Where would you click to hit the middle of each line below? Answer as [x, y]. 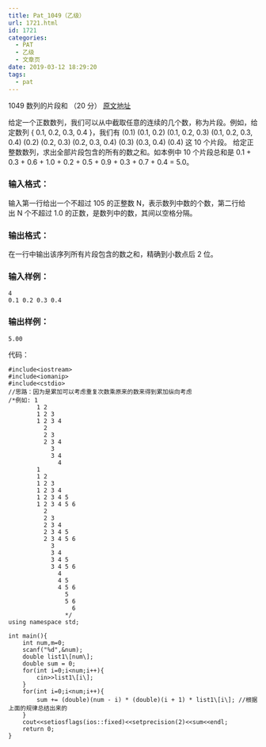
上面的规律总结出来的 [38, 708]
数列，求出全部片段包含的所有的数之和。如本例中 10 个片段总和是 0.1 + [137, 152]
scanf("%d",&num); [53, 650]
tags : [17, 74]
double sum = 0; [49, 663]
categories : [28, 38]
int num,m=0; [44, 642]
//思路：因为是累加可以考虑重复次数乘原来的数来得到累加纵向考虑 [100, 392]
